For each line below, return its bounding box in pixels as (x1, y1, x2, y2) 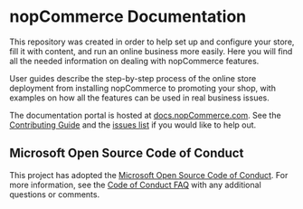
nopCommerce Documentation (9, 6, 247, 27)
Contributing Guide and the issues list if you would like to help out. (9, 119, 257, 130)
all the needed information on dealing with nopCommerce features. (9, 55, 260, 66)
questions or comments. (9, 188, 100, 200)
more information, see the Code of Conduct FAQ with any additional (9, 179, 262, 190)
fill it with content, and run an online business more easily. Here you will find (9, 45, 293, 56)
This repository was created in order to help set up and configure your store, (9, 36, 295, 47)
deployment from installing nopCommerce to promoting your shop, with (9, 82, 276, 93)
